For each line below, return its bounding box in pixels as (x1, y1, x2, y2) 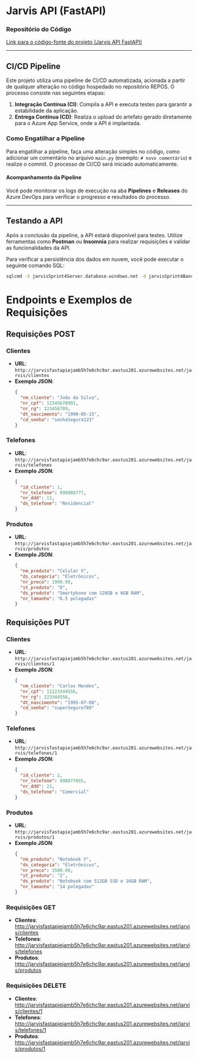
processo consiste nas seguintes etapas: (6, 90, 105, 97)
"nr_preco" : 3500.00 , (20, 867, 74, 873)
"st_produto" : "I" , (20, 873, 68, 879)
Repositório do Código (6, 25, 72, 34)
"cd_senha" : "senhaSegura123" (20, 417, 94, 422)
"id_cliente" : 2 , (20, 772, 63, 778)
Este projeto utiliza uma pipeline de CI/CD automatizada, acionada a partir (6, 77, 186, 84)
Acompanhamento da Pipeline (6, 174, 82, 181)
